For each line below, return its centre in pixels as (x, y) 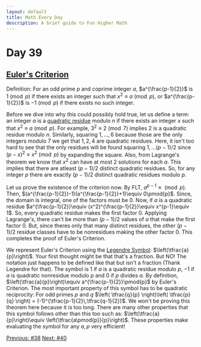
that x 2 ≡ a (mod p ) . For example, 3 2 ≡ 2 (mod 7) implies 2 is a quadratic (97, 128)
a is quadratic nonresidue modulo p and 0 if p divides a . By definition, (92, 275)
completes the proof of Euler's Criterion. (56, 238)
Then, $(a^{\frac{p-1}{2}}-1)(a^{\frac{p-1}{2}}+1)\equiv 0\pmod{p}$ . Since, (99, 194)
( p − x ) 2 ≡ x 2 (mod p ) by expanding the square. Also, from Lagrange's (93, 154)
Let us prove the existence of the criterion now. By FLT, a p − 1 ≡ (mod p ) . (97, 187)
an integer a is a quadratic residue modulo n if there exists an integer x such (100, 121)
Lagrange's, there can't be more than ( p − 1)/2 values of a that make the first (101, 219)
